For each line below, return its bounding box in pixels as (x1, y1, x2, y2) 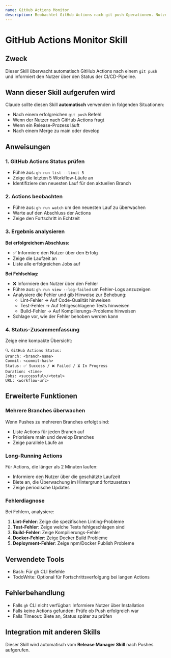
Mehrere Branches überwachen (5, 407, 85, 414)
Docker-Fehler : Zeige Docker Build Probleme (12, 535, 108, 541)
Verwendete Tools (5, 555, 65, 564)
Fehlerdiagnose (5, 497, 45, 504)
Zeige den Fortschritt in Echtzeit (12, 215, 80, 222)
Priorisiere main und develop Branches (12, 434, 94, 440)
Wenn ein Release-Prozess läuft (12, 122, 80, 128)
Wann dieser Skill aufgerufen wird (5, 88, 116, 97)
